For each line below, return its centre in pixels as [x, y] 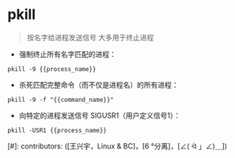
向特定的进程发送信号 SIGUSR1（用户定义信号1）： [100, 115]
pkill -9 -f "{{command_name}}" [61, 100]
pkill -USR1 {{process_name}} [57, 130]
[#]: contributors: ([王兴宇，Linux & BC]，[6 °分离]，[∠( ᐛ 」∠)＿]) [117, 146]
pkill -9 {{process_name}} [52, 69]
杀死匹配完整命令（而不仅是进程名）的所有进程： [99, 85]
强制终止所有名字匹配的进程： [67, 54]
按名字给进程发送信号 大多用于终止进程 [90, 37]
